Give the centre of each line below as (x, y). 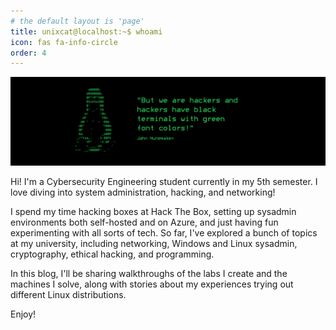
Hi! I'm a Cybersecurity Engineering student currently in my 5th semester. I (164, 181)
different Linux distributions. (68, 294)
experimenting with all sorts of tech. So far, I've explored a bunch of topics (164, 233)
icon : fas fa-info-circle (64, 42)
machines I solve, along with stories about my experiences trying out (152, 284)
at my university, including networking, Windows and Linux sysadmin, (154, 243)
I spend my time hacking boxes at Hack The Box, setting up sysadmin (153, 211)
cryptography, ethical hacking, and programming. (112, 254)
